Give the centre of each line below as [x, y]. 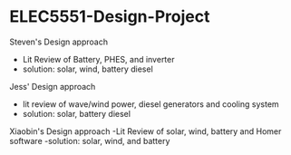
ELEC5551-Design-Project [110, 17]
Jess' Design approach [53, 86]
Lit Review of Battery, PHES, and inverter [98, 59]
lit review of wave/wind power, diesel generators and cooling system [150, 104]
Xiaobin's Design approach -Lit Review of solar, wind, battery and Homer [145, 131]
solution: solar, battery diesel [77, 113]
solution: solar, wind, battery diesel [88, 69]
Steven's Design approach [59, 42]
